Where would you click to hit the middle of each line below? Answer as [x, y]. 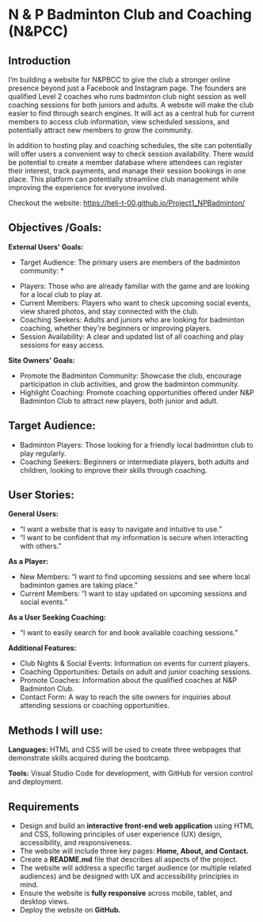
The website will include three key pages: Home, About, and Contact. [134, 851]
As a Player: [29, 562]
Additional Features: [42, 648]
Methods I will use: [55, 730]
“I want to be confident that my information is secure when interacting [134, 538]
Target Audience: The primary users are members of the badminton [130, 262]
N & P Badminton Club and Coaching [130, 15]
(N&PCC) [38, 31]
